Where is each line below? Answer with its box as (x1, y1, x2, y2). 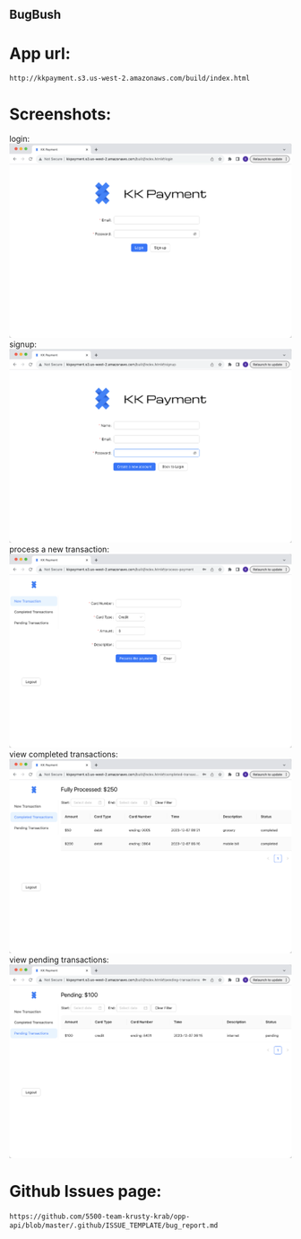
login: (9, 134, 30, 145)
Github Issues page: (9, 1181, 162, 1202)
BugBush (9, 7, 62, 22)
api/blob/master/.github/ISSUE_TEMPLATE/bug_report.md (9, 1221, 219, 1230)
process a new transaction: (9, 544, 110, 554)
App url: (9, 43, 72, 64)
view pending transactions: (9, 954, 109, 965)
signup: (9, 339, 38, 350)
